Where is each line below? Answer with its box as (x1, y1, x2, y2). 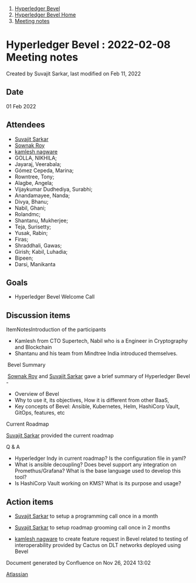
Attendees (6, 120, 45, 130)
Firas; (14, 236, 29, 243)
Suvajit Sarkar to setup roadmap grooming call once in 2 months (14, 524, 171, 531)
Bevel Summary (7, 362, 46, 369)
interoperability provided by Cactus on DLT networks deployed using (14, 542, 181, 548)
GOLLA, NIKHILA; (14, 154, 58, 161)
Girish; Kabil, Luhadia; (14, 248, 68, 255)
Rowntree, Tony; (14, 173, 55, 180)
